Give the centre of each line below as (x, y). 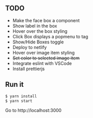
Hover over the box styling (40, 31)
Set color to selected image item (46, 58)
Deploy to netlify (29, 47)
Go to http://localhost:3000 (33, 110)
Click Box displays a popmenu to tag (50, 36)
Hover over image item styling (43, 52)
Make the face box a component (46, 20)
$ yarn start (19, 101)
